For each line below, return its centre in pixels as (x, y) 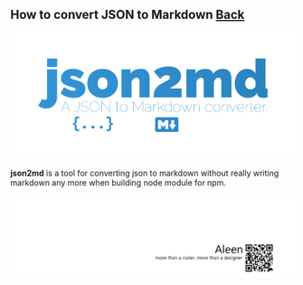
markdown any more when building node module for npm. (118, 182)
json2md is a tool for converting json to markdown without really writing (145, 173)
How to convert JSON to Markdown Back (128, 15)
